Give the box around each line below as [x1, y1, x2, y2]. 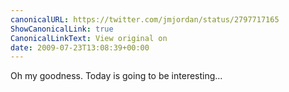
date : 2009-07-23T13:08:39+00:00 [10, 42, 150, 53]
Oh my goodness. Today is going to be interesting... [10, 70, 223, 82]
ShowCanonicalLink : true [10, 24, 114, 34]
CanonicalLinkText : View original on [10, 33, 168, 43]
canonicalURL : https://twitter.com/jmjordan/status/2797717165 [10, 14, 280, 25]
